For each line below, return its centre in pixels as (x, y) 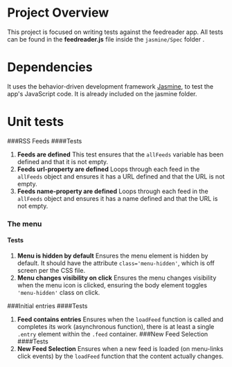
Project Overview (58, 13)
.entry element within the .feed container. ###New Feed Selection (113, 334)
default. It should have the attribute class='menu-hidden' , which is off (116, 263)
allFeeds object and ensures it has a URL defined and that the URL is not (121, 176)
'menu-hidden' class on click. (59, 292)
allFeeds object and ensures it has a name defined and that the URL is (117, 198)
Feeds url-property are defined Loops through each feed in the (108, 169)
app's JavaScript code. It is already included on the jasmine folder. (102, 93)
